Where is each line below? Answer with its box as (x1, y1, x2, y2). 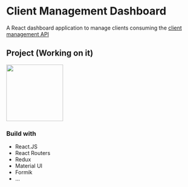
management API (6, 30, 50, 37)
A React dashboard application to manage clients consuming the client (6, 24, 183, 31)
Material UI (15, 162, 43, 170)
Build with (6, 129, 36, 138)
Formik (15, 169, 33, 176)
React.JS (15, 143, 38, 150)
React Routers (15, 150, 51, 157)
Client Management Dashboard (6, 4, 167, 18)
